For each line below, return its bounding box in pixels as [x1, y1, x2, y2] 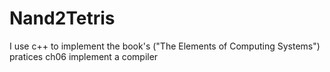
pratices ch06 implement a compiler [9, 50, 159, 62]
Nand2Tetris [9, 7, 116, 30]
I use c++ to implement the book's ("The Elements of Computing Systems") [9, 40, 321, 52]
